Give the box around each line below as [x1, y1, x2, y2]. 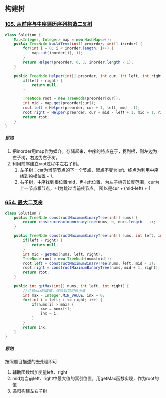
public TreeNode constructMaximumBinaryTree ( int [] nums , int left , [14, 233, 156, 238]
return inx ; [23, 325, 48, 330]
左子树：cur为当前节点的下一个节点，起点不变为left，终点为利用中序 [19, 167, 159, 173]
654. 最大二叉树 [5, 199, 43, 206]
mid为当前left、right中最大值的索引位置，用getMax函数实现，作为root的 [12, 375, 159, 382]
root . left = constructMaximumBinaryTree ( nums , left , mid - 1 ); [23, 261, 156, 266]
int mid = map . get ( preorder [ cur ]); [23, 101, 96, 106]
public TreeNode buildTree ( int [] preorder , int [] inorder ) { [14, 42, 143, 46]
